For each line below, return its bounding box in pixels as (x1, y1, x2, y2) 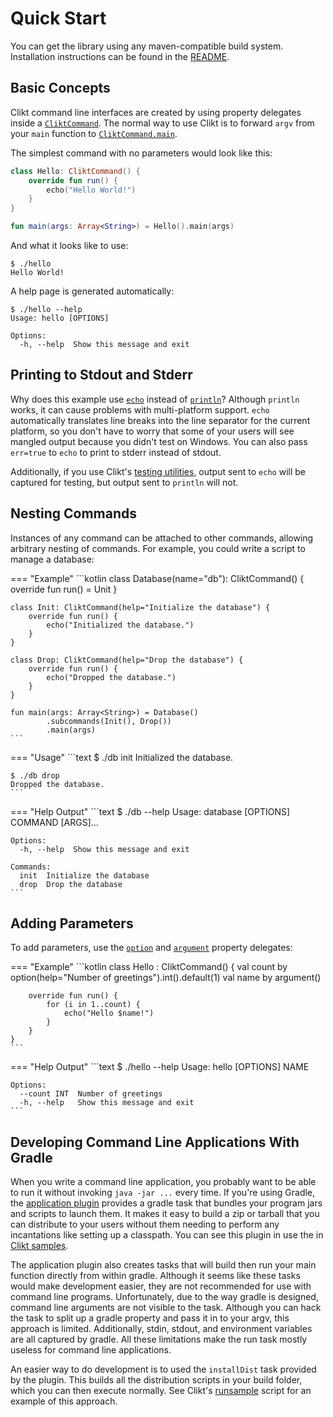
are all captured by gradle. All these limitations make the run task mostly (10, 1333, 308, 1346)
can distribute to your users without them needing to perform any (10, 1218, 280, 1231)
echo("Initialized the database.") (46, 620, 195, 630)
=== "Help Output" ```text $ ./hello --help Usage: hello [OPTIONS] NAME (10, 1061, 310, 1073)
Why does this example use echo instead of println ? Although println (10, 393, 300, 405)
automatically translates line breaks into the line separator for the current (10, 414, 311, 426)
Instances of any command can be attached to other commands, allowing (10, 532, 314, 544)
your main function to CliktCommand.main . (10, 127, 178, 139)
